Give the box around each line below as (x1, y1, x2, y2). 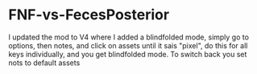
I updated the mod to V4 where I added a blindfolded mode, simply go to (8, 32, 250, 42)
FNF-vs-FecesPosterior (8, 6, 170, 24)
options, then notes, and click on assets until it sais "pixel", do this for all (8, 40, 248, 50)
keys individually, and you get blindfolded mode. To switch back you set (8, 49, 247, 59)
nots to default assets (8, 58, 81, 68)
